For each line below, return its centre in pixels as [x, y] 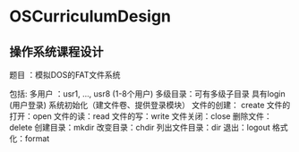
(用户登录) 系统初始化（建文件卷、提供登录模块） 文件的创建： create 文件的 [150, 105]
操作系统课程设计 [56, 51]
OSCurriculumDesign [90, 17]
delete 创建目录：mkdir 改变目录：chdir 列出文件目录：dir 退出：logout [140, 127]
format [37, 139]
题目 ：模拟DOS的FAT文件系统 [65, 75]
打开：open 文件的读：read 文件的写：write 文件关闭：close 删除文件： [141, 116]
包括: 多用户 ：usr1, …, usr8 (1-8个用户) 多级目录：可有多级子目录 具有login [148, 94]
